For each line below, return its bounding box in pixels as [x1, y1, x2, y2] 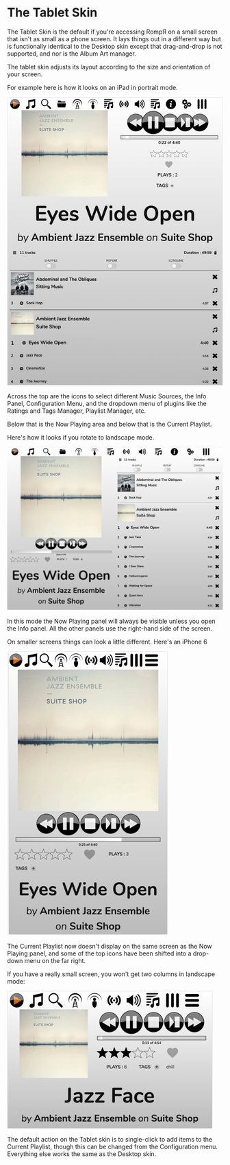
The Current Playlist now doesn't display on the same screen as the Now [7, 942, 212, 950]
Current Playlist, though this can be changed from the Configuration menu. [7, 1142, 218, 1151]
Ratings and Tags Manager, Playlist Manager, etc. [7, 407, 146, 415]
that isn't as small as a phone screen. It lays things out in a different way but [7, 34, 221, 43]
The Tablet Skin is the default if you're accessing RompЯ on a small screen [7, 27, 218, 36]
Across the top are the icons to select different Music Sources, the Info [7, 392, 207, 400]
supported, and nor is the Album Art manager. [7, 49, 137, 58]
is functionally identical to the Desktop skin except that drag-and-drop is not [7, 42, 222, 50]
